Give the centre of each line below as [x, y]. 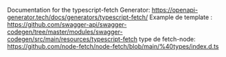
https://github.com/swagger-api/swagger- [67, 24]
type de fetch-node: [167, 39]
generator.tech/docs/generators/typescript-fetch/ [78, 17]
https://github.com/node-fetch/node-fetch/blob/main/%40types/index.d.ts [113, 46]
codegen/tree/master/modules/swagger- [65, 32]
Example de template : [181, 17]
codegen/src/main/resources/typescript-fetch [72, 39]
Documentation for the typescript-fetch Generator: [79, 10]
